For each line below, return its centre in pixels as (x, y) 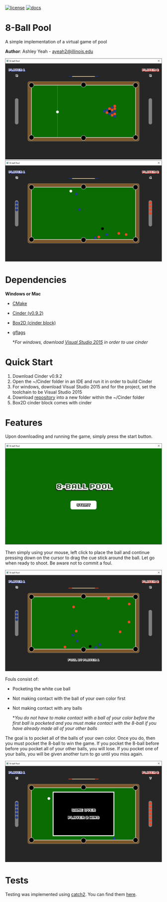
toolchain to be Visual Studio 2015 (47, 392)
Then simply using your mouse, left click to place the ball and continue (78, 553)
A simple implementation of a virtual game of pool (56, 41)
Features (24, 423)
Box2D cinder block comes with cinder (52, 402)
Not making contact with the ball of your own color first (69, 698)
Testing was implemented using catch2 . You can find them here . (71, 894)
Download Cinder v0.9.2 (37, 376)
